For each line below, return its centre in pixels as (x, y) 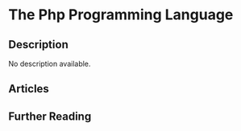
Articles (29, 89)
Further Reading (50, 116)
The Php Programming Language (121, 15)
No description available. (50, 63)
